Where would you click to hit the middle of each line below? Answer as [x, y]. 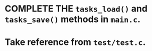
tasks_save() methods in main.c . [73, 19]
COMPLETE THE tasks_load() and [76, 9]
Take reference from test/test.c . [75, 42]
